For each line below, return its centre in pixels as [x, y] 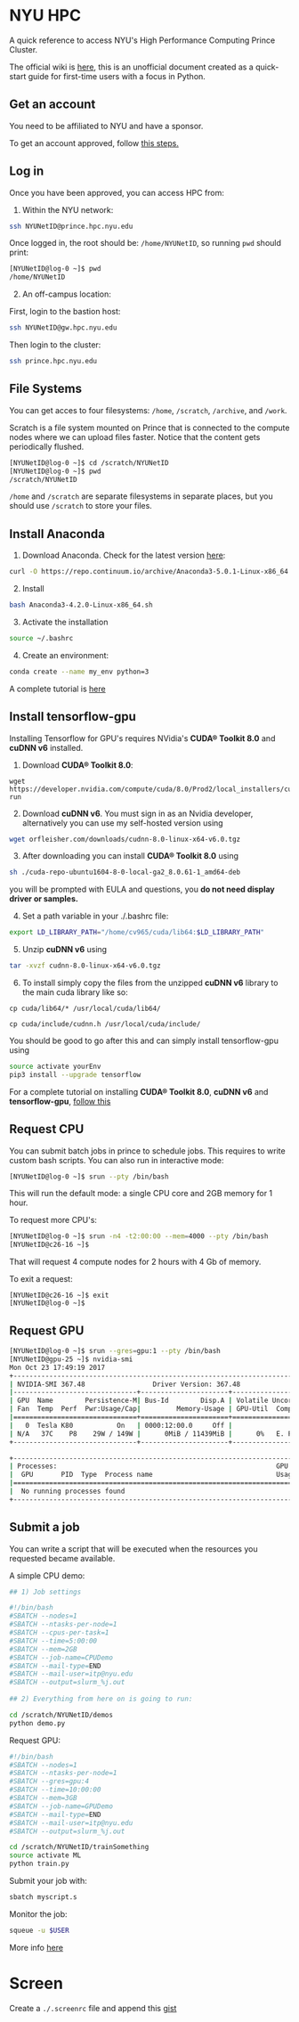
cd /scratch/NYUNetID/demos [61, 1715]
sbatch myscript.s [43, 1897]
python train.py [39, 1864]
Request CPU [47, 1129]
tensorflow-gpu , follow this [60, 1101]
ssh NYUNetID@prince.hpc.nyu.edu [71, 226]
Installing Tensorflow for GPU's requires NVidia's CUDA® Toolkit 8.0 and [142, 738]
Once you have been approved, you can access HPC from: [117, 192]
